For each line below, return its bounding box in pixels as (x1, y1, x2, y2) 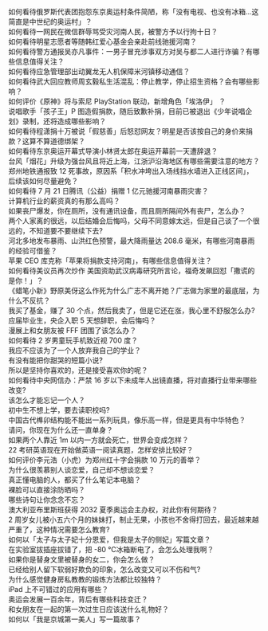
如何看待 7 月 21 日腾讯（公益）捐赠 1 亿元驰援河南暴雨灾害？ (8, 186, 209, 195)
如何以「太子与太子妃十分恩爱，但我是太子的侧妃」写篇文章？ (8, 535, 211, 544)
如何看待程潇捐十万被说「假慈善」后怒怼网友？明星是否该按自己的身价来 (8, 127, 246, 135)
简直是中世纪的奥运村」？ (8, 17, 93, 26)
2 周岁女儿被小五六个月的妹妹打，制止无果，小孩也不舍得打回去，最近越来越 (8, 515, 259, 524)
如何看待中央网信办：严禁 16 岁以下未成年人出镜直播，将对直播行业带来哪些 (8, 375, 258, 385)
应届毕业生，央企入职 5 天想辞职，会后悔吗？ (8, 315, 157, 325)
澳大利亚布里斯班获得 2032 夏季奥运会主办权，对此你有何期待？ (8, 505, 219, 514)
